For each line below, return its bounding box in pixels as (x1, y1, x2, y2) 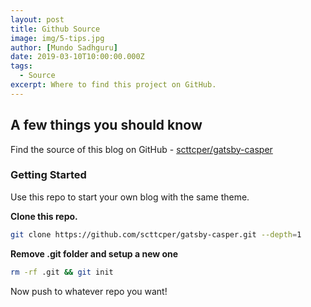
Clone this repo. (10, 210, 78, 222)
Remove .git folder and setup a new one (10, 247, 179, 260)
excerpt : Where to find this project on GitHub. (10, 80, 217, 90)
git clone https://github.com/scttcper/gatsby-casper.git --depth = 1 (10, 229, 302, 240)
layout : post (10, 14, 65, 25)
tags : (10, 61, 33, 71)
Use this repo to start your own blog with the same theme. (10, 191, 250, 203)
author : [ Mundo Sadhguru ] (10, 42, 118, 53)
